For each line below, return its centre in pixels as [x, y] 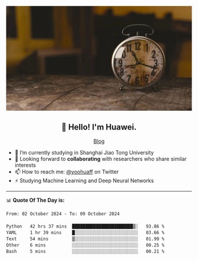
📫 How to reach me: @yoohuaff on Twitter [67, 172]
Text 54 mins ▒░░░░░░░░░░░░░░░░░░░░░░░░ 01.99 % [85, 239]
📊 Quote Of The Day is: [35, 200]
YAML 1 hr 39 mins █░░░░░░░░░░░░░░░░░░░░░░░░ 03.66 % [85, 232]
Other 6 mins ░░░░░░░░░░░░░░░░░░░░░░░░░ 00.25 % [85, 245]
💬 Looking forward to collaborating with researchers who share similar [100, 159]
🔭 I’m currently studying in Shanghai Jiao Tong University [84, 153]
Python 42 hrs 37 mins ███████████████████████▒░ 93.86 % [85, 226]
